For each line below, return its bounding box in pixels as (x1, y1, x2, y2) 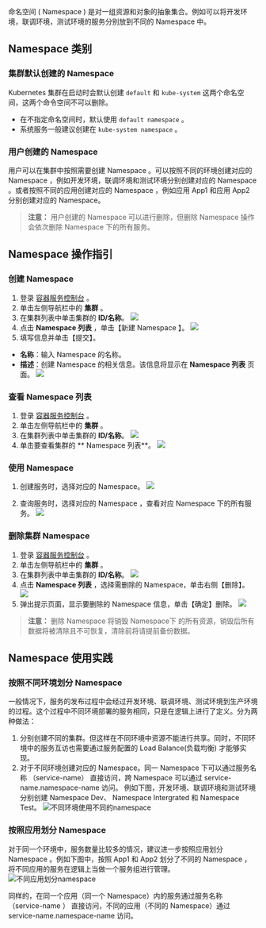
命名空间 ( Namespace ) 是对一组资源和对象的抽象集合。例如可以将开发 (8, 7, 241, 16)
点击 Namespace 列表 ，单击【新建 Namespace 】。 (19, 322, 189, 332)
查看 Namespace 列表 (8, 391, 93, 402)
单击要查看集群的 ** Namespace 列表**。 (19, 440, 156, 450)
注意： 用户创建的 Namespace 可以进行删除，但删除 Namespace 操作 (27, 212, 255, 221)
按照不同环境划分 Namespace (8, 677, 123, 688)
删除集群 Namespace (8, 530, 90, 541)
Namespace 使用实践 (8, 651, 113, 664)
